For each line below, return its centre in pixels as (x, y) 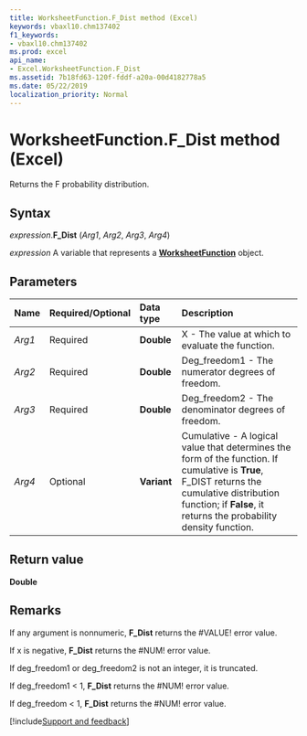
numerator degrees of (228, 372)
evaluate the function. (228, 346)
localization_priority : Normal (69, 94)
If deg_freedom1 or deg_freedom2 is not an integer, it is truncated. (134, 667)
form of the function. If (230, 459)
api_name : (28, 60)
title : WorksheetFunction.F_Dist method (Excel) (104, 18)
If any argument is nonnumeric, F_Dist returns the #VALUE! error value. (143, 633)
